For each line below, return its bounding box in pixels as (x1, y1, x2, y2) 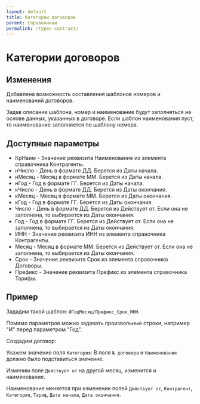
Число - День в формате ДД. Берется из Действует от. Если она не (14, 205, 188, 212)
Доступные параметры (6, 138, 100, 149)
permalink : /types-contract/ (6, 25, 79, 32)
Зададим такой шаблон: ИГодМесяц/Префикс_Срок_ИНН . (6, 308, 140, 315)
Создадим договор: (6, 337, 57, 344)
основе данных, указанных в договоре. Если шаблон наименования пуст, (6, 115, 194, 122)
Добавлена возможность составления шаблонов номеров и (6, 91, 161, 98)
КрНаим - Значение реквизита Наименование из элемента (14, 155, 167, 162)
